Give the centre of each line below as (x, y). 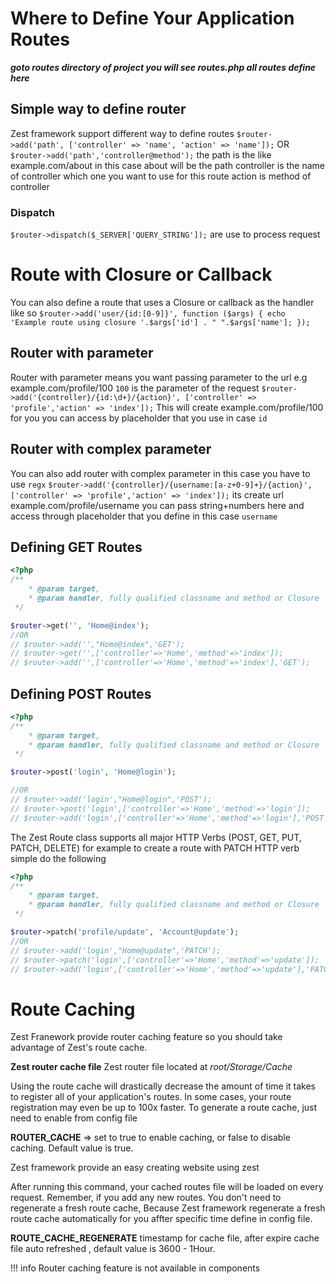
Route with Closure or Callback (141, 274)
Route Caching (73, 1009)
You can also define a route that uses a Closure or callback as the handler (162, 302)
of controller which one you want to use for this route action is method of (161, 176)
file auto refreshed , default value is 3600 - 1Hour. (113, 1249)
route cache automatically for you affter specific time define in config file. (161, 1219)
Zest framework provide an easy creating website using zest (135, 1168)
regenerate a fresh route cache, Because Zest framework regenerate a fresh (168, 1208)
